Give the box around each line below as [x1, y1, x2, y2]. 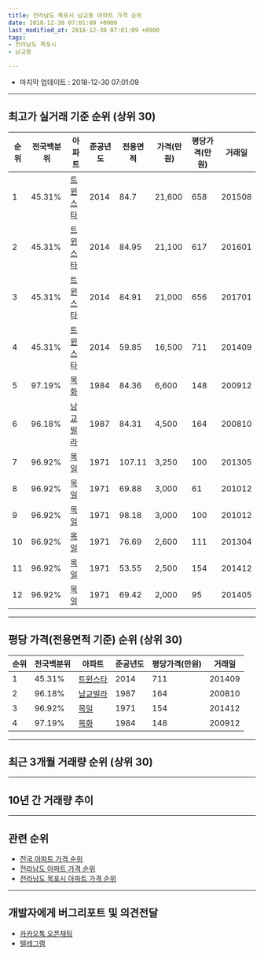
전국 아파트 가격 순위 [19, 854, 83, 864]
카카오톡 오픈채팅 [19, 928, 73, 938]
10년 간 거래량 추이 [8, 793, 94, 806]
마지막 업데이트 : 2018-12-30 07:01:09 [19, 78, 140, 86]
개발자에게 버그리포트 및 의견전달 [8, 906, 159, 920]
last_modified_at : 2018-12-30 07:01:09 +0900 [8, 26, 159, 34]
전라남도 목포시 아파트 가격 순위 [19, 874, 116, 883]
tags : [8, 33, 26, 42]
